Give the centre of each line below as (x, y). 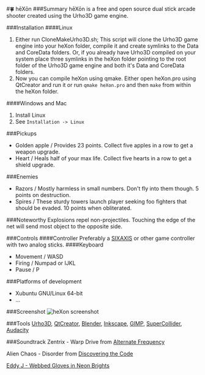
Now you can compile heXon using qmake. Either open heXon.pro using (106, 78)
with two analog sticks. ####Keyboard (55, 245)
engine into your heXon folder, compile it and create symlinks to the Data (107, 46)
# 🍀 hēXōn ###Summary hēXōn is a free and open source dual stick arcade (101, 9)
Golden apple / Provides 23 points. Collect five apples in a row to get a (104, 145)
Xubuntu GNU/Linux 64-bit (49, 293)
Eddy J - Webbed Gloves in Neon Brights (58, 366)
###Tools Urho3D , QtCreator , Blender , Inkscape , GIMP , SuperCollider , (94, 323)
